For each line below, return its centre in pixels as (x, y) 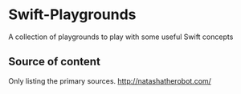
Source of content (54, 62)
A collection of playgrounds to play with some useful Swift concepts (121, 37)
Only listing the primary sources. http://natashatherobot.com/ (110, 80)
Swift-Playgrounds (72, 15)
